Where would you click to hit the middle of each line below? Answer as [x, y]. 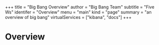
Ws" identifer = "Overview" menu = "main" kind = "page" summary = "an [78, 12]
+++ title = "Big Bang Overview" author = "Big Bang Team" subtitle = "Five [80, 7]
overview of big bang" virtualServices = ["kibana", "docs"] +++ [69, 17]
